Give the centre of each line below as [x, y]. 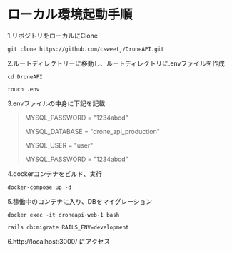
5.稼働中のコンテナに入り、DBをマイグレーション [80, 201]
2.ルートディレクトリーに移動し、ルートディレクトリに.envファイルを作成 [116, 63]
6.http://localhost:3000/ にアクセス [59, 241]
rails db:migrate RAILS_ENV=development [69, 227]
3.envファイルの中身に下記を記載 [56, 103]
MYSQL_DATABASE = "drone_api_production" [92, 131]
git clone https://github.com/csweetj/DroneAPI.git [86, 49]
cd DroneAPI [25, 77]
